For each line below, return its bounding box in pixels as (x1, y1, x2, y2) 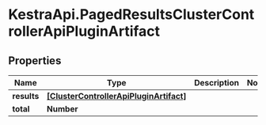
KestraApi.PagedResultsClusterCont (8, 6, 255, 24)
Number (46, 104, 78, 114)
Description (193, 78, 240, 88)
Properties (8, 54, 62, 67)
